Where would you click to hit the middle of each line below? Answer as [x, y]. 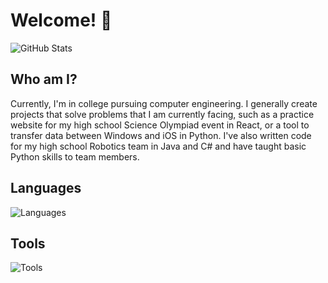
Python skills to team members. [75, 156]
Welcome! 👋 [61, 20]
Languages [46, 188]
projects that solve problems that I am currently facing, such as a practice [162, 114]
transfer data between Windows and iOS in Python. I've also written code [161, 135]
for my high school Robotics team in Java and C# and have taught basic [158, 146]
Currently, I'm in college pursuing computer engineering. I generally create [164, 103]
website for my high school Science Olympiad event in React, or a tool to [160, 125]
